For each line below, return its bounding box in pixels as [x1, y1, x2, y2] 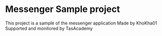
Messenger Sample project [5, 3, 120, 15]
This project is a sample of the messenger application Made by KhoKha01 [5, 20, 157, 26]
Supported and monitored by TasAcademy [5, 25, 93, 31]
